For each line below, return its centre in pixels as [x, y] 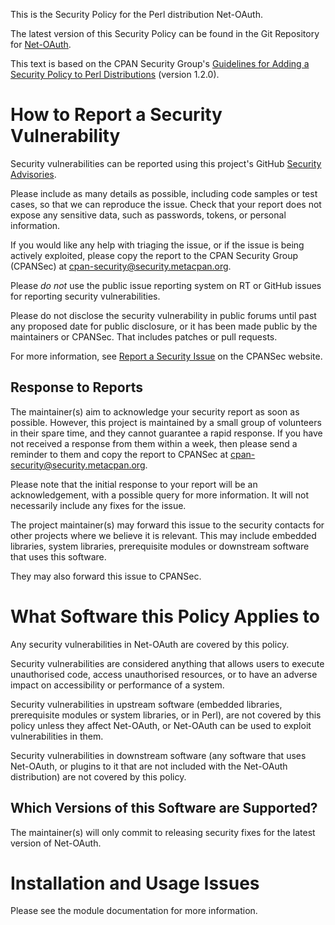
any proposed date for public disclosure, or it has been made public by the [164, 326]
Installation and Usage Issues [135, 883]
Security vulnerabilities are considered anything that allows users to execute [167, 663]
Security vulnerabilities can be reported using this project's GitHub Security [166, 163]
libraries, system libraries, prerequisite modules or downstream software [160, 546]
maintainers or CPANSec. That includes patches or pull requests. [144, 336]
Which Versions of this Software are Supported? [164, 808]
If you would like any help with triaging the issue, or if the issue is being [157, 245]
